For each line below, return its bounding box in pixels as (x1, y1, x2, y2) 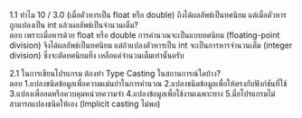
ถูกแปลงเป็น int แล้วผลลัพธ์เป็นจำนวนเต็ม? (9, 20, 138, 30)
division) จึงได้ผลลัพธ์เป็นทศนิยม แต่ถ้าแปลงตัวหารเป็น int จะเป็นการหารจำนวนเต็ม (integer (9, 40, 293, 50)
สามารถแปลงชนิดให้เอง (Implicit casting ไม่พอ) (9, 98, 161, 109)
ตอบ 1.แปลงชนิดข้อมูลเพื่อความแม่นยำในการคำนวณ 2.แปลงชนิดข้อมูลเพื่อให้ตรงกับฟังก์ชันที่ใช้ (9, 78, 288, 88)
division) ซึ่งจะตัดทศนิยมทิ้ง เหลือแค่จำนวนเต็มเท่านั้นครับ (9, 50, 184, 60)
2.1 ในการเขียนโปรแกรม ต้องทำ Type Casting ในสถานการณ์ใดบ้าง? (9, 68, 222, 78)
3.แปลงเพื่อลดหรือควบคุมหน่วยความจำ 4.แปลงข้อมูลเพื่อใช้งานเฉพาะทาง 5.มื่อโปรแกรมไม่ (9, 88, 276, 99)
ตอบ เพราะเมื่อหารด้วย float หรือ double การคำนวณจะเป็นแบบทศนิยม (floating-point (9, 30, 280, 41)
